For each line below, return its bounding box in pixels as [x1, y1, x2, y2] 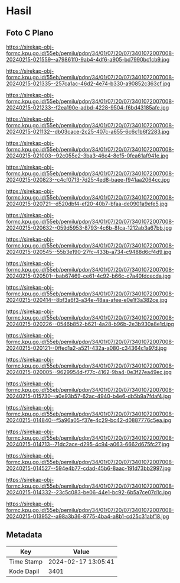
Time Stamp [9, 558, 43, 566]
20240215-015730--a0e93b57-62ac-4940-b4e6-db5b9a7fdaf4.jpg [6, 392, 171, 400]
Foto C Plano [6, 28, 54, 38]
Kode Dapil [9, 567, 40, 575]
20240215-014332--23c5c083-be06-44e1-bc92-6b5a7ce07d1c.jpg [6, 489, 171, 495]
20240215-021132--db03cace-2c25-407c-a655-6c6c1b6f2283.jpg [6, 128, 170, 135]
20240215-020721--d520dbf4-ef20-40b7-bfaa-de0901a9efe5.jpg [6, 200, 168, 207]
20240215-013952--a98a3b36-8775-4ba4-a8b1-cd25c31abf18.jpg [6, 513, 169, 520]
